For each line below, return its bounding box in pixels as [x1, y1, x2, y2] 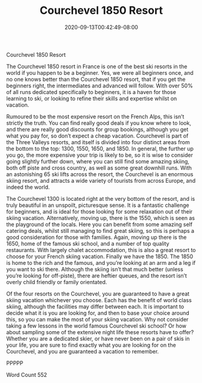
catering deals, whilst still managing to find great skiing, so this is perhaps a [6, 227, 195, 234]
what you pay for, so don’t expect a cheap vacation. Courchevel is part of [6, 132, 189, 139]
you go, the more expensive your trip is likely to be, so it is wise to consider [6, 151, 193, 159]
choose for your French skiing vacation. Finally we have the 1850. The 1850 [6, 253, 194, 260]
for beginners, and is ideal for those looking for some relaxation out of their [6, 207, 193, 215]
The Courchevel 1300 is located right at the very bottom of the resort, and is [6, 195, 195, 202]
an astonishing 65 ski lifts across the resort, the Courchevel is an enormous [6, 170, 194, 178]
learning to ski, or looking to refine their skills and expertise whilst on [6, 95, 177, 102]
